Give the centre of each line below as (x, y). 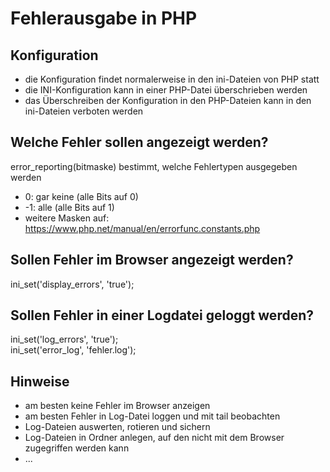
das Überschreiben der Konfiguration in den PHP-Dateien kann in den (168, 100)
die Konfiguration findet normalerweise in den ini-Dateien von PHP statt (172, 79)
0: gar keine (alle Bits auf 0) (81, 196)
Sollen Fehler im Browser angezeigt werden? (152, 260)
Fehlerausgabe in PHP (104, 18)
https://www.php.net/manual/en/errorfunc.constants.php (142, 228)
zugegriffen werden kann (77, 448)
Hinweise (40, 381)
